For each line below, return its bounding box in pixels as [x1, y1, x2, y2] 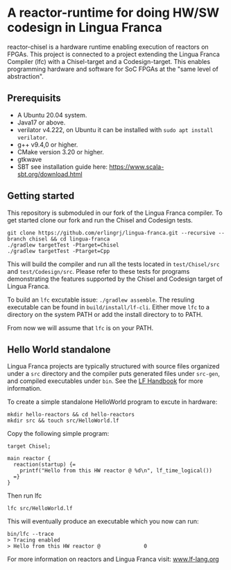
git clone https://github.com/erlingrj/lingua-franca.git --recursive [7, 229, 216, 236]
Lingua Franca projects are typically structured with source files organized [7, 362, 220, 370]
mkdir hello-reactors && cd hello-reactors [7, 412, 135, 418]
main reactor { [7, 455, 51, 462]
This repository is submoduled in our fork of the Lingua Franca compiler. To [7, 209, 223, 217]
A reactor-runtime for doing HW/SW [7, 5, 220, 21]
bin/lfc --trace [7, 530, 54, 538]
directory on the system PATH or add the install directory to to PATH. [7, 310, 203, 318]
